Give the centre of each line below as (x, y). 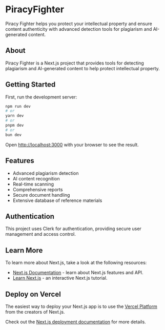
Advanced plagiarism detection (46, 173)
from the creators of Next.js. (35, 312)
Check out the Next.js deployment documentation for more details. (76, 322)
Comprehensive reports (38, 189)
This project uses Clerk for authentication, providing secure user (74, 229)
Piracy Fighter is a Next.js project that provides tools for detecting (75, 63)
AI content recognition (36, 178)
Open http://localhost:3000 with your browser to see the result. (72, 145)
